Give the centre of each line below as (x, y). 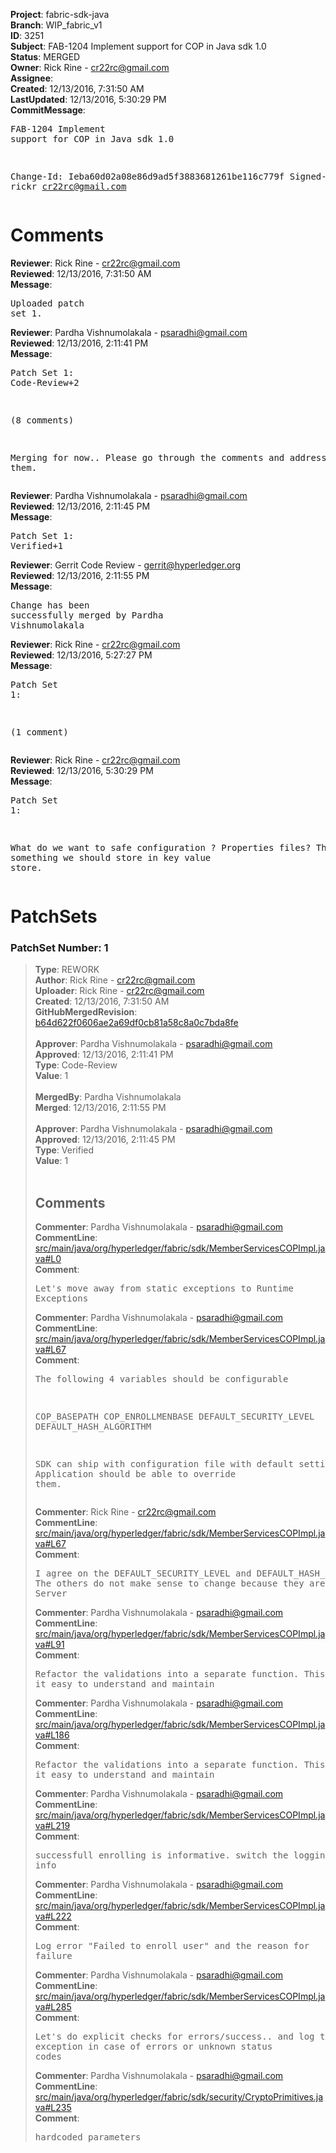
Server (51, 1593)
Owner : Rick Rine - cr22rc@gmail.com (90, 67)
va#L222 (53, 1916)
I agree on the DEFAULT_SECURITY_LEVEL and (143, 1573)
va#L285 (53, 2007)
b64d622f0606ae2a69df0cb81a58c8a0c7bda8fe (136, 1023)
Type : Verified (64, 1150)
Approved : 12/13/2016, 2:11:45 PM (105, 1140)
